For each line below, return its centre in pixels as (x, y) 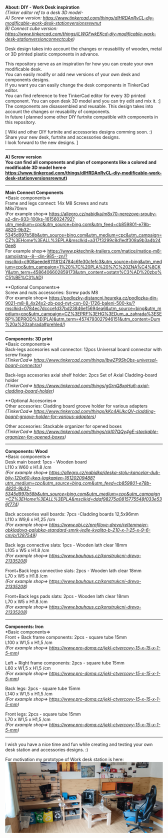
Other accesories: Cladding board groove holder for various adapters (76, 406)
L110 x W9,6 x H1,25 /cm (30, 519)
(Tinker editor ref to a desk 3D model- (44, 12)
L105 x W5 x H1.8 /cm (27, 550)
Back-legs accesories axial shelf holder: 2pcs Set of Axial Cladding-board (81, 375)
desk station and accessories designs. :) (47, 750)
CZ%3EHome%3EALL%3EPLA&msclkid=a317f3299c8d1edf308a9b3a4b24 (83, 240)
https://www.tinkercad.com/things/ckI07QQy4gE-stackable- (96, 431)
